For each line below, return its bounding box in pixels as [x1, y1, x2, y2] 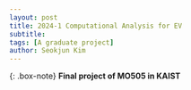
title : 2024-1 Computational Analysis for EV [9, 21, 182, 30]
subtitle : [9, 29, 47, 38]
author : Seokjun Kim [9, 46, 87, 55]
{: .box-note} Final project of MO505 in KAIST [9, 70, 181, 81]
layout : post [9, 12, 58, 22]
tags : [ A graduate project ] [9, 37, 115, 47]
